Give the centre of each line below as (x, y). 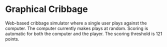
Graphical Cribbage (47, 9)
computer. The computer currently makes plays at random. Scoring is (77, 28)
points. (12, 39)
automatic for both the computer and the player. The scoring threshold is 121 (84, 33)
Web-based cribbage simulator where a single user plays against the (76, 23)
